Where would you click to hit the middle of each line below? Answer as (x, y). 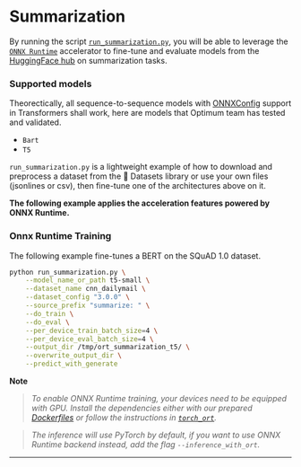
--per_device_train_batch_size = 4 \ (92, 330)
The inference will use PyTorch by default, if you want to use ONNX (156, 435)
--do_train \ (50, 313)
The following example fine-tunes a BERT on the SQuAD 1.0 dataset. (135, 256)
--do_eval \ (47, 322)
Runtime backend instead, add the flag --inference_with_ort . (146, 445)
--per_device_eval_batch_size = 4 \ (90, 339)
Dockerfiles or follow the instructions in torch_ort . (124, 418)
